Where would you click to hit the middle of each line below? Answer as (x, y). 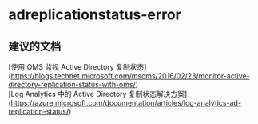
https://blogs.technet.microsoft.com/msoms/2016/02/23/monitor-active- (130, 76)
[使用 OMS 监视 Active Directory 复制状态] (77, 67)
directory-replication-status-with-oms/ (72, 84)
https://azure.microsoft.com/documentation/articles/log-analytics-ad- (126, 103)
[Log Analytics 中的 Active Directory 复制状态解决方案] (98, 94)
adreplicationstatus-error (95, 15)
